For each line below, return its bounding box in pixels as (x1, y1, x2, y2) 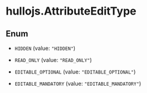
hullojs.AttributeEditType (6, 4, 137, 18)
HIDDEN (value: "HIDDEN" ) (14, 44, 76, 52)
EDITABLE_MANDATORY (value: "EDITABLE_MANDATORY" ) (14, 80, 141, 87)
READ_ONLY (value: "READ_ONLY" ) (14, 57, 92, 63)
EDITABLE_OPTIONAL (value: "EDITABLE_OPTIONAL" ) (14, 68, 136, 75)
